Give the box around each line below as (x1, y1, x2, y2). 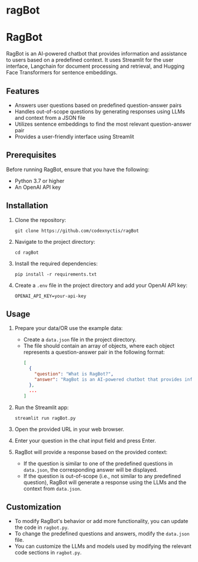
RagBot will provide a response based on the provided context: (14, 448, 168, 455)
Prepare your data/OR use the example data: (14, 325, 123, 332)
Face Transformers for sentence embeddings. (6, 69, 118, 76)
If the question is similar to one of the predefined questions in (23, 460, 173, 467)
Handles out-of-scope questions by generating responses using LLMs (14, 107, 186, 115)
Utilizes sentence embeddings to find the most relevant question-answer (14, 120, 192, 128)
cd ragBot (14, 249, 39, 256)
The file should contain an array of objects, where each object (23, 342, 175, 349)
